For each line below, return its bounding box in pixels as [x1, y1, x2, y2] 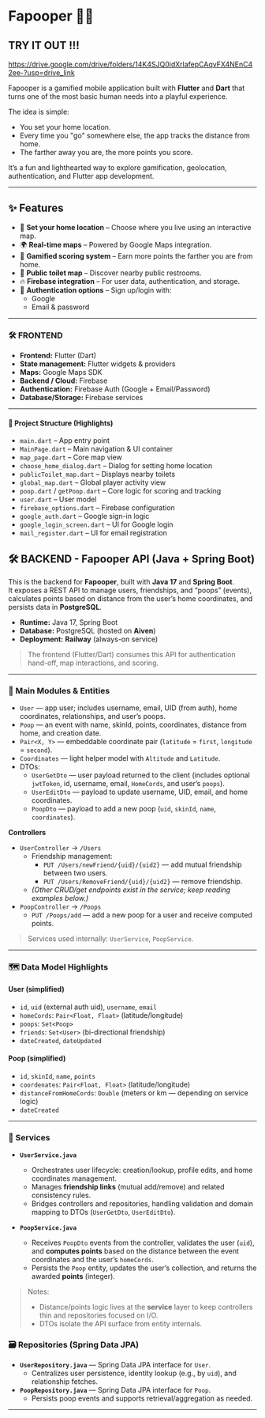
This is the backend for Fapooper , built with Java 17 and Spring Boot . [8, 577, 235, 587]
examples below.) [31, 894, 89, 903]
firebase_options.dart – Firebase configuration [19, 503, 175, 512]
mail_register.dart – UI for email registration [19, 528, 167, 538]
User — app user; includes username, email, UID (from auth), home [19, 703, 238, 713]
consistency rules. [31, 1190, 91, 1201]
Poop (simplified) [8, 1053, 66, 1063]
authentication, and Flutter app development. [8, 172, 155, 180]
